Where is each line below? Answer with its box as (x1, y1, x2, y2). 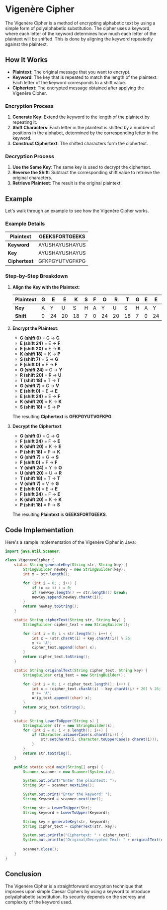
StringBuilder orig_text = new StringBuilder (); (23, 673, 126, 678)
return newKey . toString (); (23, 604, 79, 609)
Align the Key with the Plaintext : (12, 284, 81, 290)
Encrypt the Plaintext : (12, 325, 59, 331)
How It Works (5, 56, 48, 64)
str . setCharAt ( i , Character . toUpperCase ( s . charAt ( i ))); (40, 737, 159, 742)
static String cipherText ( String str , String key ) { (14, 618, 126, 623)
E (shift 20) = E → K (19, 345, 61, 351)
